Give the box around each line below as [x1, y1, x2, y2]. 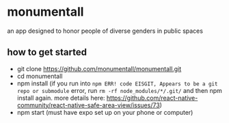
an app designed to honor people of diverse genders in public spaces [7, 27, 204, 35]
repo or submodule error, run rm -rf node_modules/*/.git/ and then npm [16, 86, 222, 94]
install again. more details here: [16, 94, 105, 102]
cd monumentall [16, 72, 63, 80]
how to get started [7, 46, 87, 58]
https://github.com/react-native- [106, 94, 198, 102]
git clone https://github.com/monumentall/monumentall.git [16, 64, 182, 72]
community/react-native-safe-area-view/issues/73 [16, 100, 161, 109]
